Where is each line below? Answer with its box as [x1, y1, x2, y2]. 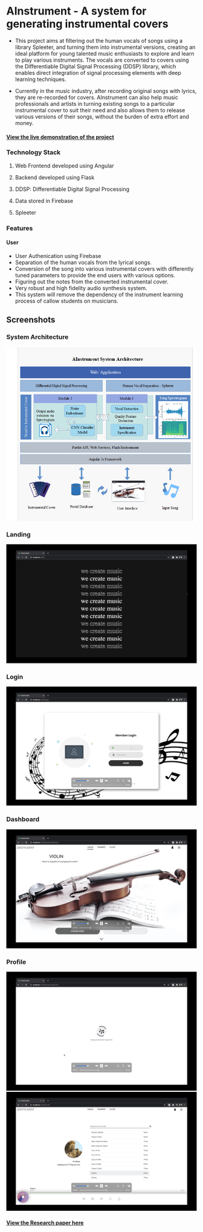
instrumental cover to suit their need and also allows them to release [14, 106, 185, 114]
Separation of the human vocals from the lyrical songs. [14, 259, 152, 266]
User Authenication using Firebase [14, 252, 101, 259]
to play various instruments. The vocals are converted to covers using [14, 56, 189, 63]
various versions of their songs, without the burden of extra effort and [14, 113, 189, 120]
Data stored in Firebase [14, 197, 74, 204]
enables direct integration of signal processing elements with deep [14, 69, 181, 76]
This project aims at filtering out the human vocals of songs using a [14, 37, 183, 44]
